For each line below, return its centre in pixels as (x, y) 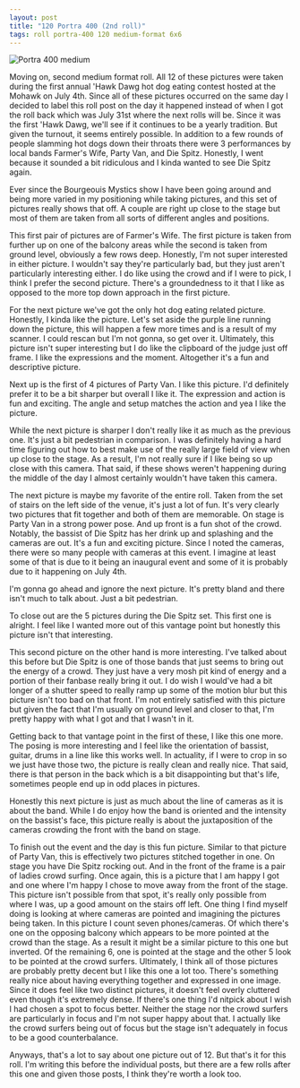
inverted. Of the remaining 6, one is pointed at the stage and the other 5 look (150, 952)
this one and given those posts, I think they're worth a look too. (125, 1074)
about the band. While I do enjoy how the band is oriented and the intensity (148, 811)
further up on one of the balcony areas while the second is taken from (138, 245)
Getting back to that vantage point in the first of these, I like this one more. (146, 737)
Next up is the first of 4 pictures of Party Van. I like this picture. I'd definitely (149, 384)
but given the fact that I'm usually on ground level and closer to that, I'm (142, 710)
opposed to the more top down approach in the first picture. (120, 293)
